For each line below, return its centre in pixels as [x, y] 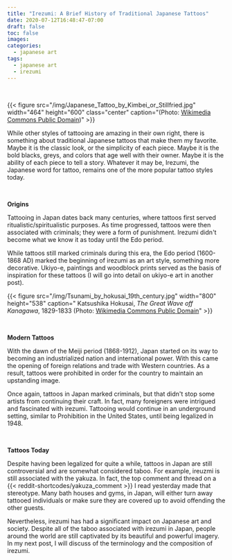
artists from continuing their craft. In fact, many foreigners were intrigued [111, 401]
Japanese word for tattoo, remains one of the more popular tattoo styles [110, 170]
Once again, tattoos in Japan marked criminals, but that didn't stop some [111, 394]
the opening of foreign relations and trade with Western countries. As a [108, 365]
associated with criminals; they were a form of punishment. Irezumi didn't [112, 232]
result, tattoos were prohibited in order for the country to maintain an [105, 373]
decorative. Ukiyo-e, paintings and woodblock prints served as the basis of [114, 268]
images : [18, 40]
